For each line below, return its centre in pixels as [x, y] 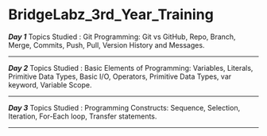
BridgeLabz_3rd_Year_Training [111, 15]
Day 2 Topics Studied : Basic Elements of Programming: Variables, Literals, [131, 68]
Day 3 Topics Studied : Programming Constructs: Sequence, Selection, [124, 107]
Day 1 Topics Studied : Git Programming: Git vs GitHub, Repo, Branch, [122, 37]
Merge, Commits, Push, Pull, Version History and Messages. [106, 45]
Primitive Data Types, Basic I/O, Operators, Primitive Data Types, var [120, 76]
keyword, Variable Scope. [50, 84]
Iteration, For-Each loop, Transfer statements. [83, 116]
